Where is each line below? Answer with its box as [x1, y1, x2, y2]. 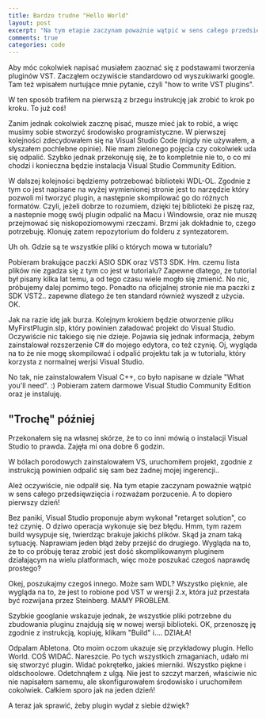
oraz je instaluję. [8, 389, 62, 399]
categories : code [8, 41, 66, 49]
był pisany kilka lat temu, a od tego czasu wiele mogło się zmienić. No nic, [8, 274, 249, 284]
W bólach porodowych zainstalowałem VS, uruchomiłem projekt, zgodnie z [8, 456, 253, 466]
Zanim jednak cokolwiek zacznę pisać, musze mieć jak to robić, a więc [8, 119, 239, 128]
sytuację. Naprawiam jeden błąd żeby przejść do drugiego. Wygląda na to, [8, 538, 252, 548]
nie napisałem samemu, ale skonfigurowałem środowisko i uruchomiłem [8, 677, 243, 686]
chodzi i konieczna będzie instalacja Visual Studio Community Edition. [8, 161, 237, 170]
